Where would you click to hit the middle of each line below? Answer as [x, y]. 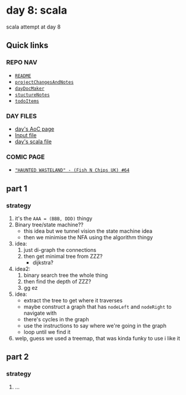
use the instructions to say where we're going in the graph [95, 326]
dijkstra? [43, 263]
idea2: [23, 268]
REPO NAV [22, 62]
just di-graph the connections [60, 249]
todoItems [27, 101]
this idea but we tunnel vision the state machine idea [88, 231]
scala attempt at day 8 [34, 27]
